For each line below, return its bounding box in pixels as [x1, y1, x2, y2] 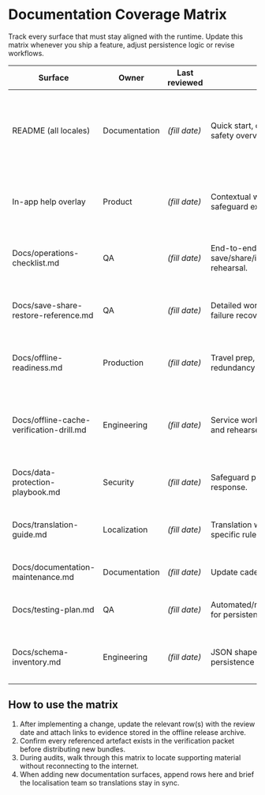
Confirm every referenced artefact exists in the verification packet [19, 736, 235, 745]
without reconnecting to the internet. [19, 761, 140, 771]
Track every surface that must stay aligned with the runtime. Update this [8, 32, 243, 41]
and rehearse [210, 424, 260, 435]
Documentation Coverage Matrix [8, 6, 227, 24]
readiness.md [12, 362, 63, 373]
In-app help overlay [12, 196, 86, 207]
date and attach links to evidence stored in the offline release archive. [19, 727, 247, 737]
